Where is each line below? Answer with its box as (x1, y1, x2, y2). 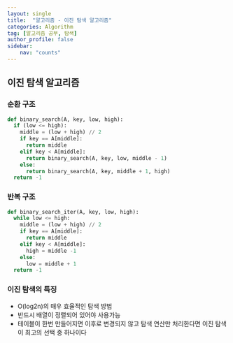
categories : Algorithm (7, 23, 73, 30)
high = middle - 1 (25, 247, 77, 254)
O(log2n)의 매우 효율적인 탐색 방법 (17, 302, 113, 310)
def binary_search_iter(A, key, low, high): (7, 208, 139, 215)
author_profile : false (7, 36, 73, 43)
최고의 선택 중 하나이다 (24, 328, 87, 336)
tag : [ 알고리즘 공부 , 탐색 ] (7, 29, 78, 37)
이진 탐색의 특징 (7, 284, 57, 294)
